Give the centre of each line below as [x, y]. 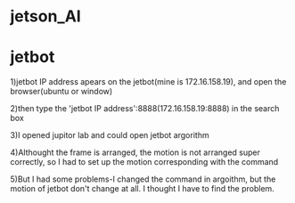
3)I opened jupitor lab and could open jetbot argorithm [110, 135]
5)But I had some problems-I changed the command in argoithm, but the [143, 179]
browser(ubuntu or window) [61, 92]
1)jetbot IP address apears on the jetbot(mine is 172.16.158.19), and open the [148, 82]
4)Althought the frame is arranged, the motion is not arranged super [135, 152]
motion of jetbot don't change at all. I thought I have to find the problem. [142, 189]
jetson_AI [45, 16]
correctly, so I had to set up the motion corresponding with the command [144, 162]
